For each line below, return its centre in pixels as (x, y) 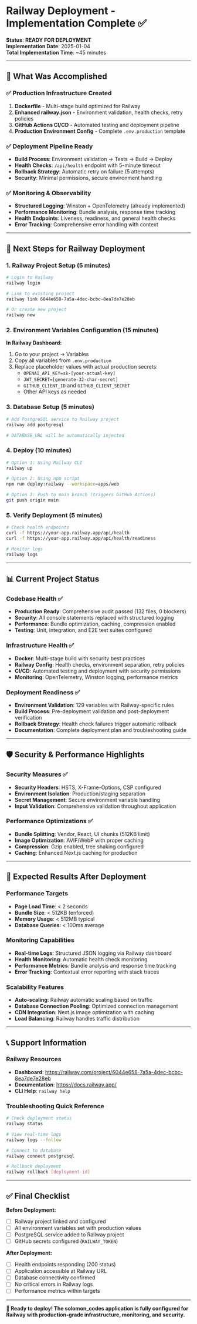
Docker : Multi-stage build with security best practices (80, 658)
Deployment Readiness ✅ (43, 692)
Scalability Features (35, 987)
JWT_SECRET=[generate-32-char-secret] (71, 380)
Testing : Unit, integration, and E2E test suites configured (83, 630)
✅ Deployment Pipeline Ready (50, 146)
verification (28, 717)
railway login (23, 283)
